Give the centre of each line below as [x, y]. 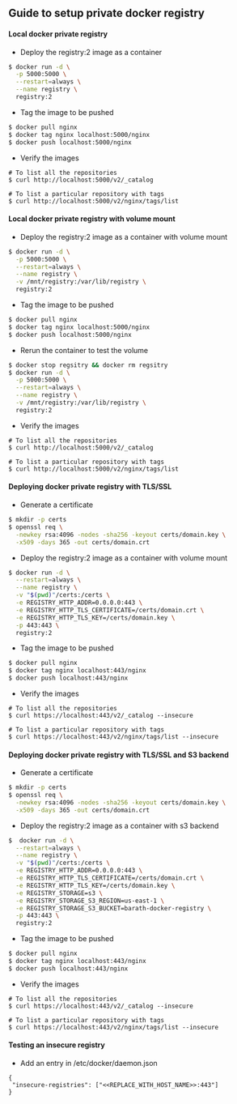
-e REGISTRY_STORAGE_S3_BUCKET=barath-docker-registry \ [114, 908]
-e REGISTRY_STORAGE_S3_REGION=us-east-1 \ [90, 901]
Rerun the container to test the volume [84, 350]
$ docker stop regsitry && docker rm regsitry [88, 365]
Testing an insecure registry [57, 1045]
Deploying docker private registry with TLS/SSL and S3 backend [118, 754]
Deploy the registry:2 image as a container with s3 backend [119, 825]
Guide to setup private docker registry [106, 13]
